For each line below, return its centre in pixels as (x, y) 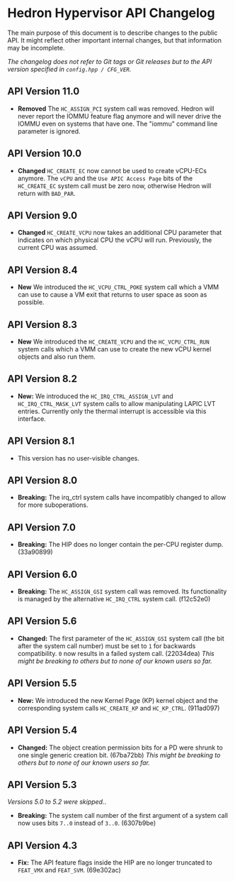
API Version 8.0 (42, 481)
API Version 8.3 (42, 324)
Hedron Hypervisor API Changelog (111, 13)
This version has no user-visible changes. (78, 458)
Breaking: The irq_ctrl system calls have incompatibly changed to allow (122, 498)
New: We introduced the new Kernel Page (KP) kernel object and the (117, 700)
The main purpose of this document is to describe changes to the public (113, 33)
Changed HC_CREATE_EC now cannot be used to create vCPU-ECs (112, 170)
